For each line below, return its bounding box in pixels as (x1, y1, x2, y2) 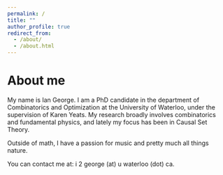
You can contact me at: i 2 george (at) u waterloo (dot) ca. (7, 160, 175, 168)
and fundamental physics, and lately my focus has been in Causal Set (7, 118, 208, 126)
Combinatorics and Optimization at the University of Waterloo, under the (7, 102, 215, 112)
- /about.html (13, 43, 55, 50)
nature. (7, 146, 28, 154)
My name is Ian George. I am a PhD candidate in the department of (7, 96, 200, 104)
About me (7, 73, 66, 89)
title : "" (7, 17, 36, 24)
